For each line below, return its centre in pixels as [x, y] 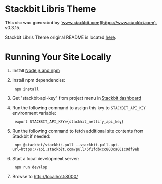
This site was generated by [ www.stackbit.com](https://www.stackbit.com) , [81, 23]
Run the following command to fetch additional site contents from [78, 131]
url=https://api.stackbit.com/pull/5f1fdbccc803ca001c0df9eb [76, 149]
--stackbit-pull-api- [97, 145]
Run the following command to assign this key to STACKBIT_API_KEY [79, 107]
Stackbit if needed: [31, 136]
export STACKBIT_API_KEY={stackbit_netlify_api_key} [69, 122]
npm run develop [31, 167]
